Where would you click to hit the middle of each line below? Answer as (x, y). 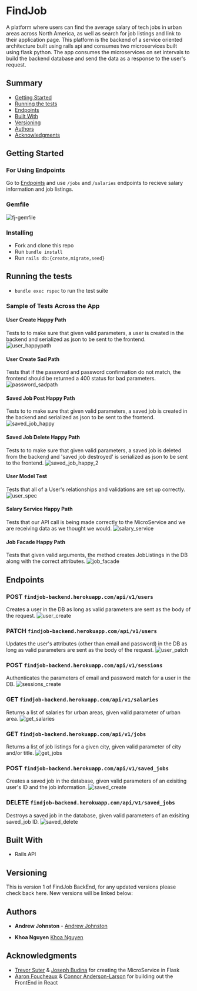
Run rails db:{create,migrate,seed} (60, 258)
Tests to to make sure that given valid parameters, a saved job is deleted (94, 450)
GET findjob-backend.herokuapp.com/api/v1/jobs (76, 734)
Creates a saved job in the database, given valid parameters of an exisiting (96, 781)
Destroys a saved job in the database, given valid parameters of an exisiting (98, 815)
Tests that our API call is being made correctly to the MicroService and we (96, 522)
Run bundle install (39, 252)
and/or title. (20, 753)
